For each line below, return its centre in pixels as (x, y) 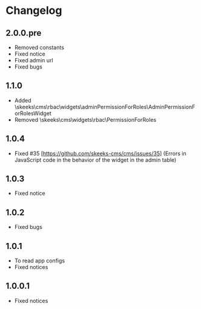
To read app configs (39, 261)
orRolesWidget (33, 113)
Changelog (34, 11)
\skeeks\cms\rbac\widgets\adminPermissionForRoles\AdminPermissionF (105, 107)
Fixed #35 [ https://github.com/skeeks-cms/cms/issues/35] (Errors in (100, 153)
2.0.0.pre (24, 33)
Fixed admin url (34, 60)
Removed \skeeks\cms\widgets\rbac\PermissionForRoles (85, 119)
